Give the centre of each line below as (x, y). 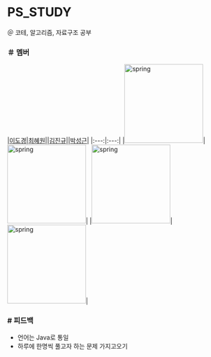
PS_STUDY (39, 12)
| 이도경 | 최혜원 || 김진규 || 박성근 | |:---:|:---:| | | (107, 141)
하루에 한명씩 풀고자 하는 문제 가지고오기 (72, 346)
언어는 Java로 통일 (43, 337)
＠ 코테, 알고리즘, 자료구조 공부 (50, 32)
